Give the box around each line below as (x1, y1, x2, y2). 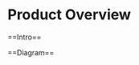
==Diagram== (7, 47, 55, 57)
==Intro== (7, 32, 42, 42)
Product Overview (7, 6, 132, 24)
